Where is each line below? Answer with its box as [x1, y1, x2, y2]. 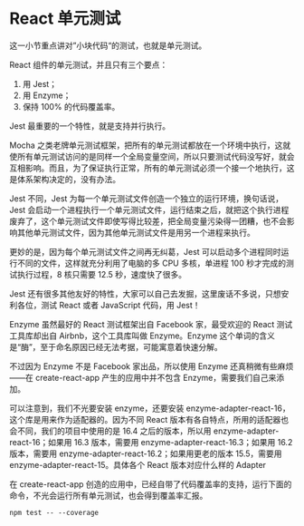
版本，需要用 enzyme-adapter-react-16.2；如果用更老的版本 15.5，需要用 [9, 448, 282, 459]
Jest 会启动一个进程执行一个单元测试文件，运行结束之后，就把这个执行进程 [9, 204, 290, 215]
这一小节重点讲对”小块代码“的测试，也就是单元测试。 [9, 40, 207, 51]
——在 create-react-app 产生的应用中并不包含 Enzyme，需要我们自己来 [9, 372, 277, 383]
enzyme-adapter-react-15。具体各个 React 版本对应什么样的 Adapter [9, 459, 267, 470]
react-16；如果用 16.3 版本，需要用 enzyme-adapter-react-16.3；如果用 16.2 [9, 436, 293, 447]
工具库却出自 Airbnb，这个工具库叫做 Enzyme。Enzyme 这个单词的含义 [9, 330, 276, 341]
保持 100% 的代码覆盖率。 [22, 101, 120, 112]
